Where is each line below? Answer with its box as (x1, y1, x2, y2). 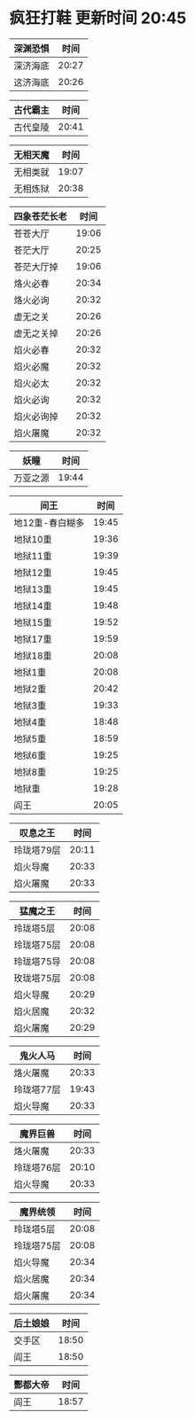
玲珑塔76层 (13, 1161, 61, 1174)
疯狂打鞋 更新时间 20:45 (9, 8, 187, 28)
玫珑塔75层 (13, 971, 61, 984)
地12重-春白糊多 (13, 516, 85, 528)
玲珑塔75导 (13, 955, 61, 967)
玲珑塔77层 (13, 1083, 61, 1096)
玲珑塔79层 (13, 844, 61, 856)
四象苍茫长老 (13, 210, 68, 222)
